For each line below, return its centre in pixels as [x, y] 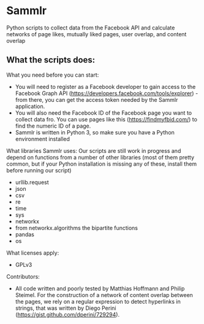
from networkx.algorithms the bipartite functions [77, 228]
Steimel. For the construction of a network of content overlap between [104, 295]
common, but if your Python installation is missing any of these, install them [102, 164]
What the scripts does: [51, 60]
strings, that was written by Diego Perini [66, 308]
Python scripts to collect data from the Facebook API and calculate [91, 28]
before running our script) [39, 170]
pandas [25, 234]
